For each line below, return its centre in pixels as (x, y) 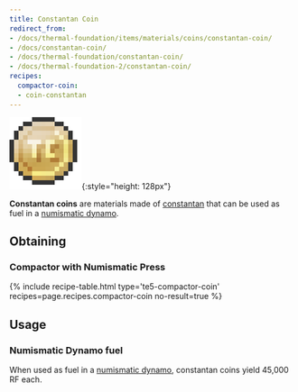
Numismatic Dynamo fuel (66, 350)
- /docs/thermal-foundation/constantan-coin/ (96, 57)
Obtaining (38, 242)
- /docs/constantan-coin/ (58, 48)
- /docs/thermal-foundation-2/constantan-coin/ (101, 67)
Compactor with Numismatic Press (87, 267)
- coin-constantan (52, 95)
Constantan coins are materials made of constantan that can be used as (144, 204)
